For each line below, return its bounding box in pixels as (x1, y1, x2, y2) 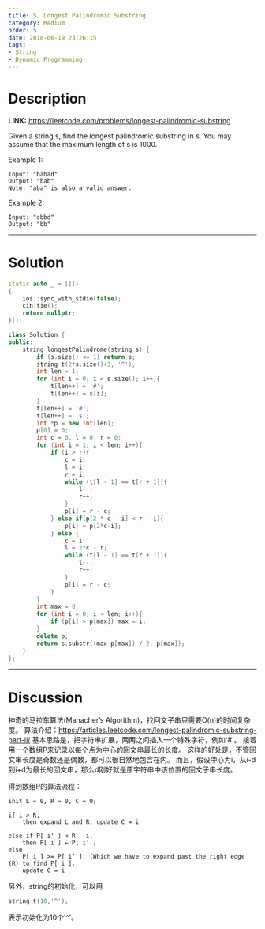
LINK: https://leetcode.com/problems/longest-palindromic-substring (8, 115, 231, 125)
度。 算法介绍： (8, 725, 59, 735)
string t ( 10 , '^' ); (8, 897, 69, 905)
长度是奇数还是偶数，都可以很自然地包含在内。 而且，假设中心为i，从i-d (21, 755, 256, 765)
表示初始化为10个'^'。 (8, 912, 79, 922)
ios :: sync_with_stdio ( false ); (22, 294, 122, 303)
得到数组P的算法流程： (8, 782, 82, 791)
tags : (8, 41, 26, 49)
